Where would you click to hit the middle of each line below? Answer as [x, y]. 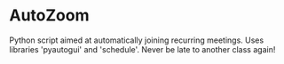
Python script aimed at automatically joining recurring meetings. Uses [137, 40]
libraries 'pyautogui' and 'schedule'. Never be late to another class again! [142, 49]
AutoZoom [49, 16]
